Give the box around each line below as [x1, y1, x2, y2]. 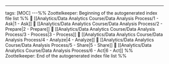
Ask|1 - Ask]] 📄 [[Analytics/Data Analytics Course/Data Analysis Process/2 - [5, 21, 163, 27]
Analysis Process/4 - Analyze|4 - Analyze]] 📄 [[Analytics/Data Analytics [5, 37, 154, 43]
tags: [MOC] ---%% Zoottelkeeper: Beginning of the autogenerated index [5, 10, 157, 16]
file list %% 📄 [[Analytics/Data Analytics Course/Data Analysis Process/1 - [5, 16, 159, 21]
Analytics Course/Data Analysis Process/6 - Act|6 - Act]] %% [5, 47, 133, 53]
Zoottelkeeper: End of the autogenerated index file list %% [5, 53, 127, 58]
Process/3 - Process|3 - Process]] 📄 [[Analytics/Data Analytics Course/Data [5, 31, 163, 37]
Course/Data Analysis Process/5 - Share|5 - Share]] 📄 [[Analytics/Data [5, 42, 152, 48]
